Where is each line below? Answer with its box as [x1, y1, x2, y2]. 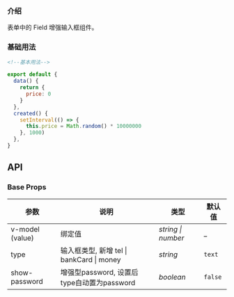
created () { [13, 110, 49, 117]
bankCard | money [60, 255, 121, 264]
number [159, 233, 185, 243]
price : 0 [25, 90, 52, 98]
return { [19, 84, 45, 91]
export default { [7, 71, 58, 78]
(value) [10, 233, 35, 243]
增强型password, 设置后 [60, 267, 139, 277]
